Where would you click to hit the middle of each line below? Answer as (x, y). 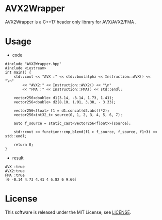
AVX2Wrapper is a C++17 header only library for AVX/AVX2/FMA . (71, 22)
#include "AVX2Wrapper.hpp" (33, 64)
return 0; (24, 144)
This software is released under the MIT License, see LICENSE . (68, 212)
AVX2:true (15, 171)
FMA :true (15, 175)
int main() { (18, 72)
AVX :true (15, 167)
